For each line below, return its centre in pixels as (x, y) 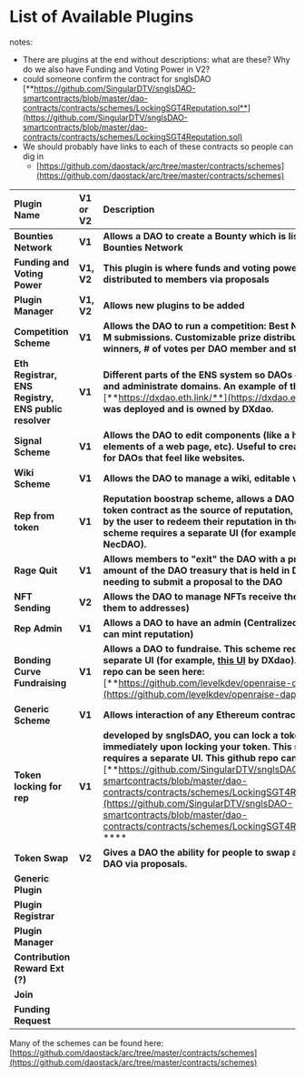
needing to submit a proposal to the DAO (193, 581)
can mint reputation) (148, 634)
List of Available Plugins (102, 17)
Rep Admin (38, 628)
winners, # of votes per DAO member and (194, 348)
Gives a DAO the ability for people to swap (197, 852)
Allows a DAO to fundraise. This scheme (192, 649)
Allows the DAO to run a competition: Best (196, 326)
